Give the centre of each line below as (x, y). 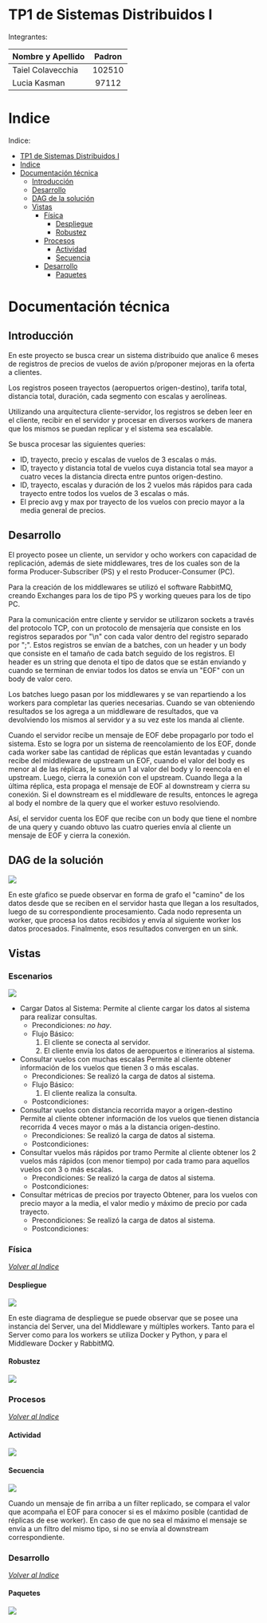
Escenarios (31, 976)
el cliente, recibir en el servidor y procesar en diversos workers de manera (130, 420)
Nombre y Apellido (49, 56)
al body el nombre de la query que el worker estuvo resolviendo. (114, 802)
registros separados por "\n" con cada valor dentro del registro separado (128, 636)
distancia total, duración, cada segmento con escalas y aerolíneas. (118, 396)
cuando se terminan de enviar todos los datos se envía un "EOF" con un (126, 670)
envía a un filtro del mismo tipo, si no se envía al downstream (108, 1528)
